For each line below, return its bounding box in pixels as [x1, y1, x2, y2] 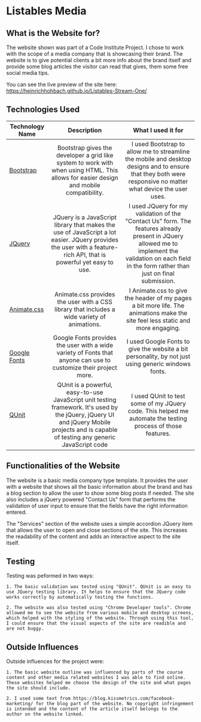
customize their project [52, 363, 118, 371]
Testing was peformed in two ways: [6, 572, 94, 580]
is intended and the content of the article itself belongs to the [6, 706, 178, 712]
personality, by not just [126, 352, 190, 360]
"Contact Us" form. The [125, 217, 191, 225]
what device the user [128, 184, 188, 193]
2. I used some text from [6, 696, 71, 702]
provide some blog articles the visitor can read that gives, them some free [6, 63, 188, 70]
